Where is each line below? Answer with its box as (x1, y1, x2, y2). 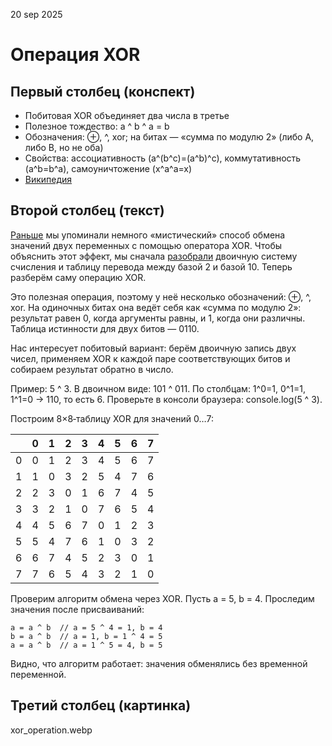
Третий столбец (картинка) (10, 697, 192, 714)
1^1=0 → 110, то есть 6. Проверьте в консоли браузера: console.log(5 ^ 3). (10, 393, 323, 405)
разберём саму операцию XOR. (10, 271, 147, 283)
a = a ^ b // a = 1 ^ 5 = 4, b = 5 (10, 640, 163, 650)
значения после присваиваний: (10, 603, 145, 615)
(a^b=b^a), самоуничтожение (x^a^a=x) (24, 163, 193, 174)
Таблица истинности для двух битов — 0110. (10, 322, 200, 334)
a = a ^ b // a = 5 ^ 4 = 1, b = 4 (10, 622, 163, 633)
